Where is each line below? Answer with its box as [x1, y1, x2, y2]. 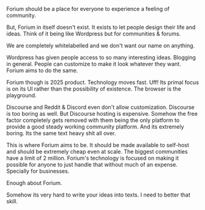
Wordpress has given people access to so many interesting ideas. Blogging [6, 54, 196, 61]
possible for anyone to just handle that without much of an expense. [6, 161, 178, 168]
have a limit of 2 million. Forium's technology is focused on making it [6, 154, 179, 162]
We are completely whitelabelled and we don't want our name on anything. [6, 42, 195, 49]
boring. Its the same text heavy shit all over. [6, 130, 116, 137]
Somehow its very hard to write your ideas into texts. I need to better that [6, 191, 191, 198]
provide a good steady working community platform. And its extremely [6, 123, 185, 130]
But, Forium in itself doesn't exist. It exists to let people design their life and [6, 24, 196, 31]
